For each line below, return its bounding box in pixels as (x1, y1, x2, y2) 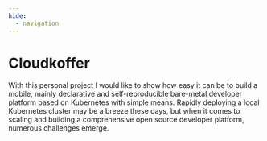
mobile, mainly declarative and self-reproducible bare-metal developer (8, 89, 243, 99)
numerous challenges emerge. (8, 123, 109, 133)
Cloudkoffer (8, 54, 90, 73)
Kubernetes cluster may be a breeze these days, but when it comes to (8, 106, 240, 116)
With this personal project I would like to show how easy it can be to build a (8, 81, 258, 90)
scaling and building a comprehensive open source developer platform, (8, 114, 244, 125)
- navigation (15, 19, 60, 27)
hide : (8, 11, 27, 20)
